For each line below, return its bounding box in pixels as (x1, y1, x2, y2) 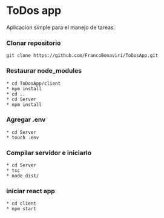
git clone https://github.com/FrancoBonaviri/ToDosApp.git (6, 53, 159, 59)
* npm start (6, 206, 36, 212)
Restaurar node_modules (6, 67, 82, 75)
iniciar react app (6, 187, 56, 196)
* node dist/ (6, 173, 39, 179)
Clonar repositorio (6, 39, 61, 47)
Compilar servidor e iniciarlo (6, 148, 92, 157)
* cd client (6, 200, 36, 206)
